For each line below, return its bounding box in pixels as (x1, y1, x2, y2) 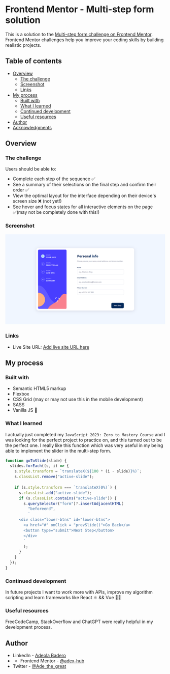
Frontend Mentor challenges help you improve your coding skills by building (5, 37, 164, 43)
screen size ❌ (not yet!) (12, 198, 62, 204)
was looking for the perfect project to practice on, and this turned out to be (5, 437, 162, 443)
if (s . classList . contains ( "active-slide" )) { (18, 495, 117, 501)
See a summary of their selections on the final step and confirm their (12, 182, 156, 188)
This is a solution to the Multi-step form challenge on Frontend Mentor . (5, 31, 153, 37)
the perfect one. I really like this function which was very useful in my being (5, 442, 163, 448)
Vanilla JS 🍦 (12, 407, 38, 413)
